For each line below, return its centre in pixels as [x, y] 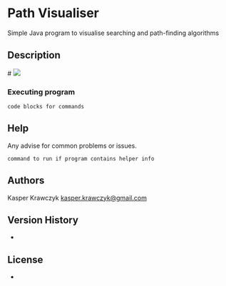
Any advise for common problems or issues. [72, 145]
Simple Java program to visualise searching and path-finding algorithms [113, 33]
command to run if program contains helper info [81, 158]
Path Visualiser [53, 13]
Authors [26, 181]
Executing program [41, 92]
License [25, 259]
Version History [43, 220]
